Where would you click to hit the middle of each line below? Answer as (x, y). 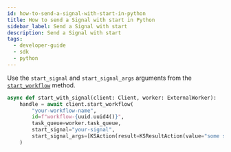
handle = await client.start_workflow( (77, 104)
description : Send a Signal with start (64, 33)
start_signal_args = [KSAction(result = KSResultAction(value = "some (126, 136)
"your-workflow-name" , (64, 111)
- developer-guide (40, 45)
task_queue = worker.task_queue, (77, 123)
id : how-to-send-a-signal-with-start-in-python (77, 13)
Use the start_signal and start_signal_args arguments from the (100, 78)
